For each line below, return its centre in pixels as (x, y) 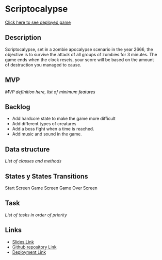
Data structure (27, 149)
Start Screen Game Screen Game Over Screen (51, 188)
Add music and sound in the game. (47, 134)
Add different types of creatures (44, 124)
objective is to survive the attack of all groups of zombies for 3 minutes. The (81, 54)
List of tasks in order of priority (36, 215)
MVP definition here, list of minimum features (50, 92)
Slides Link (23, 242)
